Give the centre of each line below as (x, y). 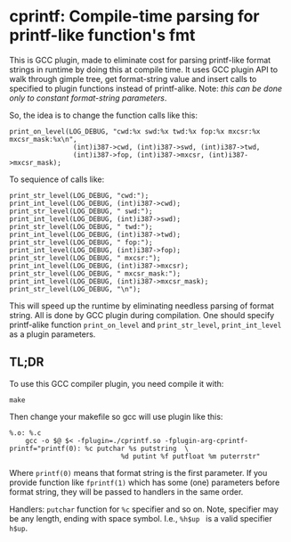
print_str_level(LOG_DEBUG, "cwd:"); (79, 195)
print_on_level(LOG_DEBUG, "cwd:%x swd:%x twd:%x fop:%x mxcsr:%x (135, 131)
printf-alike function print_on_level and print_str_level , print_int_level (145, 324)
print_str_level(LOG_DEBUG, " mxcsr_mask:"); (95, 274)
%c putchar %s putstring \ (137, 448)
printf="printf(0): (45, 448)
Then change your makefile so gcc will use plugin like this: (116, 416)
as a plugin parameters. (53, 334)
